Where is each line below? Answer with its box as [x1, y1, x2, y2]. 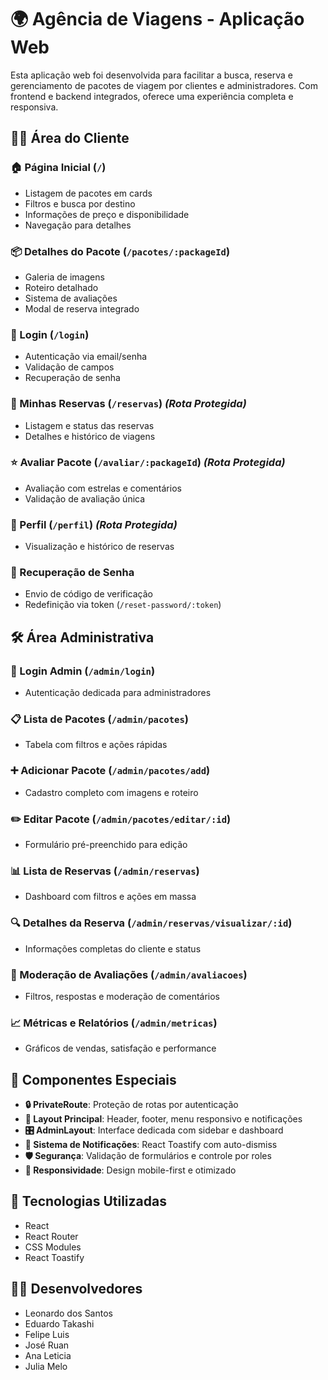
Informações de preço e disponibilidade [24, 208, 190, 220]
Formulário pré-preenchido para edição [24, 838, 188, 850]
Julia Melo [24, 1360, 68, 1372]
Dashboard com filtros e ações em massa [24, 891, 197, 903]
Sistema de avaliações [24, 292, 118, 304]
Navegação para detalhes [24, 219, 132, 231]
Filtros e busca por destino [24, 197, 136, 210]
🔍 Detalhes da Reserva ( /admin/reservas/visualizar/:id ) [10, 916, 293, 930]
